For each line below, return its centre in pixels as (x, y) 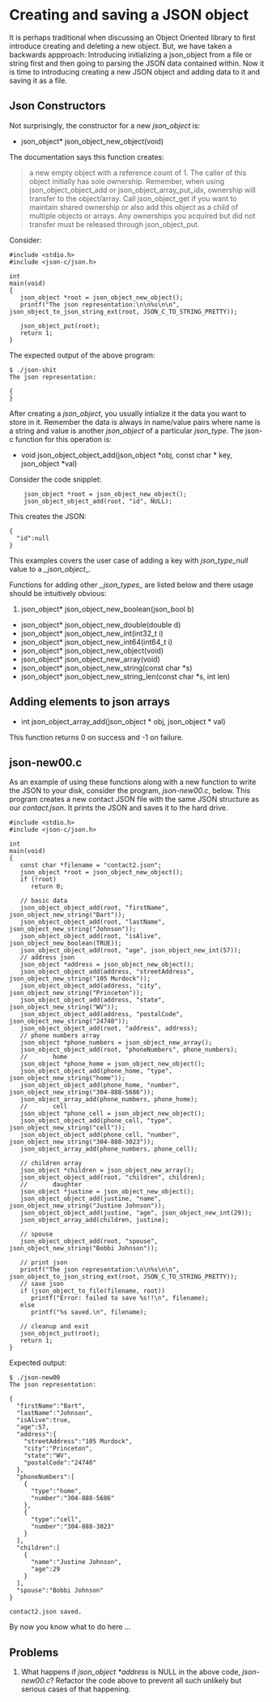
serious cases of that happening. (76, 1689)
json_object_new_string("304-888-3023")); (82, 1142)
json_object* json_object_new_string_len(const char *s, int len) (125, 676)
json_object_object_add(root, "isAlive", (91, 937)
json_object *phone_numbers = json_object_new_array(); (116, 1043)
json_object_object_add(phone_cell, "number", (100, 1135)
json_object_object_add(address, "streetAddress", (107, 972)
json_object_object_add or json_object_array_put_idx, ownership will (142, 190)
